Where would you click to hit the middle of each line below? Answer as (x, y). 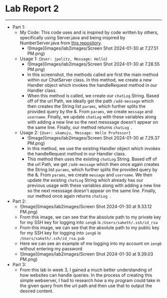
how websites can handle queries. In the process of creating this (86, 275)
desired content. (37, 291)
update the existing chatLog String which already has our (85, 180)
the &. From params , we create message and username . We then (90, 175)
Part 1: (19, 27)
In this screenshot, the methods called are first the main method (93, 74)
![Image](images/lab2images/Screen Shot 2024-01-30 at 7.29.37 (93, 138)
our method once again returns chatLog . (69, 196)
